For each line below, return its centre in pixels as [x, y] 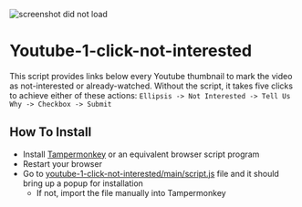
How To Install [51, 132]
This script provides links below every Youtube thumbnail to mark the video [151, 76]
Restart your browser [62, 163]
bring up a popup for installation [83, 183]
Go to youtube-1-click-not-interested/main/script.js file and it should [151, 173]
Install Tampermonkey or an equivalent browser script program [141, 154]
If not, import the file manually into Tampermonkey [131, 192]
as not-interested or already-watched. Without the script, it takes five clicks [151, 86]
